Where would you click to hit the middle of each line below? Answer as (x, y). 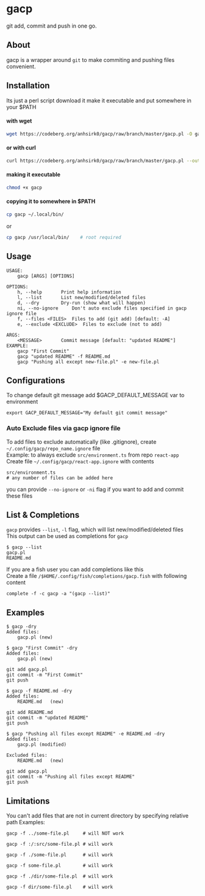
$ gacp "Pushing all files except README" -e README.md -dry (86, 734)
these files (20, 496)
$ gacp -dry (21, 627)
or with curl (21, 148)
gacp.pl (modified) (42, 745)
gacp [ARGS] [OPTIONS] (46, 276)
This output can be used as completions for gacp (67, 536)
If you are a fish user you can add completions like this (75, 569)
